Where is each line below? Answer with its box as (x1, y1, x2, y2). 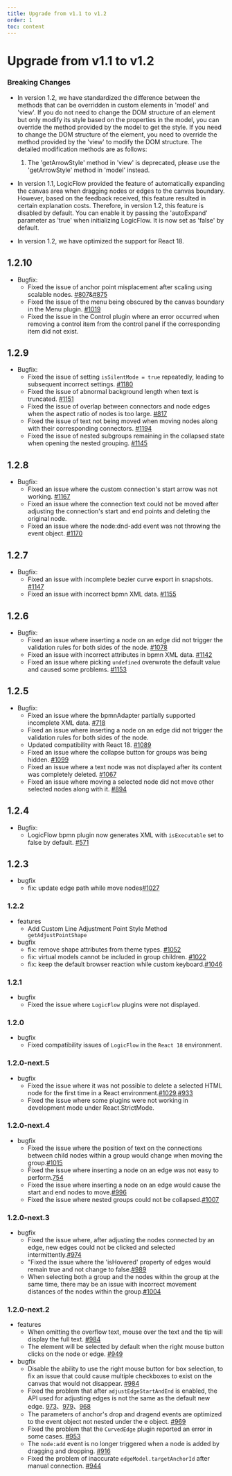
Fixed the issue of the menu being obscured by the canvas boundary (27, 298, 224, 306)
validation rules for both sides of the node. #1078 (27, 643, 168, 651)
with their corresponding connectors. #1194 (27, 424, 152, 433)
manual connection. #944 (27, 1461, 102, 1470)
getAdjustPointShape (27, 932, 87, 938)
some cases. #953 (27, 1432, 81, 1441)
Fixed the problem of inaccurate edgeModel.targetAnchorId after (27, 1454, 210, 1463)
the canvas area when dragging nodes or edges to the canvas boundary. (17, 187, 225, 195)
